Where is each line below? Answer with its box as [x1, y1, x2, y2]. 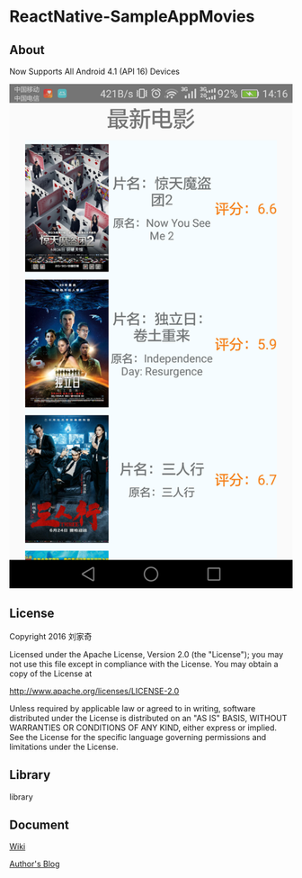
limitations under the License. [9, 741, 119, 752]
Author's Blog [9, 858, 60, 870]
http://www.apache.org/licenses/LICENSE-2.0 [9, 685, 180, 696]
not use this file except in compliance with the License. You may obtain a [9, 658, 279, 669]
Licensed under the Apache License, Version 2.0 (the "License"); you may [9, 648, 284, 659]
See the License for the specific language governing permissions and [9, 731, 267, 742]
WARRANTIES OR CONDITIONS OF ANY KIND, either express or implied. [9, 722, 277, 733]
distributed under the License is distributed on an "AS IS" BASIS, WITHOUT [9, 712, 288, 723]
